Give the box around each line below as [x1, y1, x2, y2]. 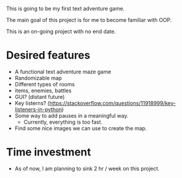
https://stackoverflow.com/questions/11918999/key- [49, 99, 176, 106]
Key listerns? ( [14, 99, 50, 106]
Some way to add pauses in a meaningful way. [14, 112, 129, 119]
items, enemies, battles [14, 87, 72, 94]
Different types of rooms [14, 80, 75, 88]
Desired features [6, 48, 91, 62]
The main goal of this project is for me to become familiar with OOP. [6, 17, 172, 23]
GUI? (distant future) [14, 93, 65, 100]
